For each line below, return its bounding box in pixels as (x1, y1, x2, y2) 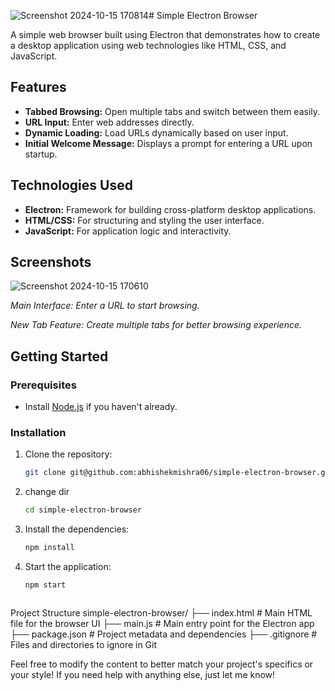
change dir (24, 486, 70, 498)
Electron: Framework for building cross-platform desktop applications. (24, 203, 317, 215)
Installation (10, 426, 67, 440)
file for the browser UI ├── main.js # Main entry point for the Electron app (10, 617, 315, 629)
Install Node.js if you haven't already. (24, 401, 178, 413)
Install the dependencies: (24, 523, 130, 535)
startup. (24, 148, 58, 160)
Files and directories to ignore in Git (10, 638, 158, 650)
